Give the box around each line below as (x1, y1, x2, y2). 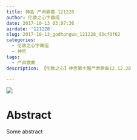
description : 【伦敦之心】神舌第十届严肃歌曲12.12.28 (6, 65, 132, 72)
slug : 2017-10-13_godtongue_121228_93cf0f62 (6, 32, 121, 38)
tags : (6, 54, 20, 60)
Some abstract (6, 128, 43, 135)
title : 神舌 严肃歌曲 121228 (6, 8, 75, 15)
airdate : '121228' (6, 25, 53, 32)
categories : (6, 37, 36, 43)
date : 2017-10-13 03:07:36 (6, 20, 75, 26)
